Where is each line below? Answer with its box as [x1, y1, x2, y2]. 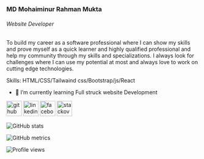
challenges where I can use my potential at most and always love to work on [6, 59, 199, 66]
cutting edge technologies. [6, 65, 74, 72]
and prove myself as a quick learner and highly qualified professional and [6, 45, 191, 53]
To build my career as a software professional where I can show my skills [6, 39, 191, 46]
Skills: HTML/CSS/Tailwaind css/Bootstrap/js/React [6, 77, 136, 84]
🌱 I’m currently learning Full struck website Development [15, 89, 158, 96]
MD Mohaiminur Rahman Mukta [6, 5, 102, 13]
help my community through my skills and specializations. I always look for [6, 52, 194, 59]
